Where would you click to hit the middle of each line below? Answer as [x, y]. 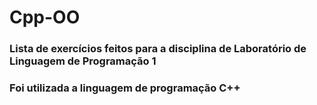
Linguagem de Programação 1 [83, 61]
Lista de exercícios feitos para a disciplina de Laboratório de [158, 49]
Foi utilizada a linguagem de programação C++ [125, 88]
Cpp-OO [45, 17]
